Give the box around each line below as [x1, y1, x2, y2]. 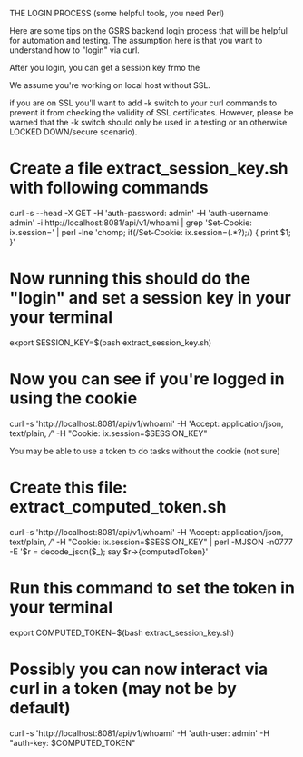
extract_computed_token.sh [9, 497, 227, 517]
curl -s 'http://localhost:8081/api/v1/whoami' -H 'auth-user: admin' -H [9, 727, 270, 739]
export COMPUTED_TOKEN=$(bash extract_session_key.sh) [9, 627, 235, 638]
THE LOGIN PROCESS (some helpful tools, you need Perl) [9, 8, 225, 18]
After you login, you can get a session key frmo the [9, 63, 200, 73]
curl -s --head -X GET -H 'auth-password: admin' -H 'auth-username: [9, 207, 270, 218]
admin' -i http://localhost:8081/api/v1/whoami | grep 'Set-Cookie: [9, 217, 252, 228]
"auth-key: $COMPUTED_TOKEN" [9, 737, 136, 748]
